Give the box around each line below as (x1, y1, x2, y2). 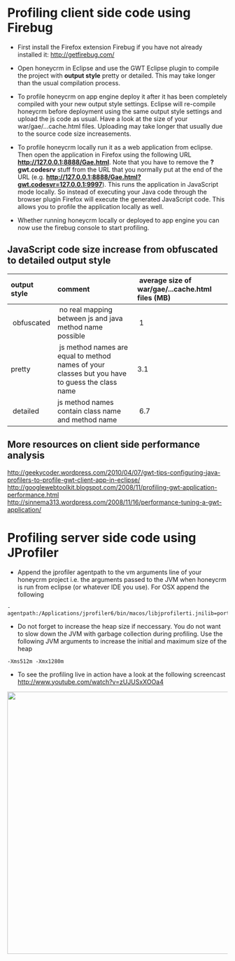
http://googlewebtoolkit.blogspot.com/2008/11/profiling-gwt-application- (7, 483, 218, 491)
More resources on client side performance (7, 439, 201, 450)
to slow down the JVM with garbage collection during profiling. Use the (17, 629, 223, 638)
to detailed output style (7, 255, 111, 266)
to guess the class (57, 377, 117, 387)
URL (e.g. (17, 173, 45, 181)
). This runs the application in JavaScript (101, 180, 219, 188)
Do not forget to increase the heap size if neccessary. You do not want (17, 622, 222, 630)
